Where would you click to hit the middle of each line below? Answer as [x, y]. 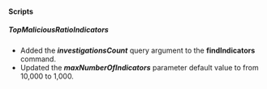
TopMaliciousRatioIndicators [59, 30]
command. [38, 59]
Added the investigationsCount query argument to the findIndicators [138, 50]
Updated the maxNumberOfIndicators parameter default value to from [139, 67]
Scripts [21, 11]
